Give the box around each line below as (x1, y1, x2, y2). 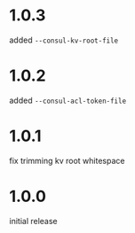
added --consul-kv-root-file (9, 35, 119, 45)
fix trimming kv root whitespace (9, 155, 125, 166)
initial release (9, 215, 58, 226)
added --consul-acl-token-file (9, 95, 127, 105)
